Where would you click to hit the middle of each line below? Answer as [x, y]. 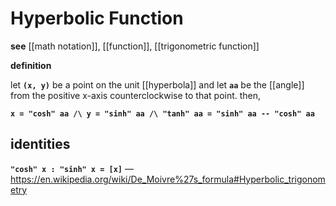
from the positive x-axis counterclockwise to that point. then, [136, 95]
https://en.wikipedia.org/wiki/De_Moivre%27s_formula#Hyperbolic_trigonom [168, 179]
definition [31, 65]
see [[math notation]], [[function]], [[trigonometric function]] [135, 46]
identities [40, 144]
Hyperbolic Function [97, 18]
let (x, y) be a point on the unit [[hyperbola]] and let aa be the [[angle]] [157, 84]
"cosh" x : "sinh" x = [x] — [72, 168]
